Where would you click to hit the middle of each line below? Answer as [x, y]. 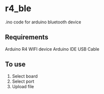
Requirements [27, 37]
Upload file [23, 86]
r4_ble [18, 9]
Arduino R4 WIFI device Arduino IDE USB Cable [52, 49]
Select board [25, 76]
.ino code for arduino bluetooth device [43, 22]
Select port [23, 81]
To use [15, 65]
